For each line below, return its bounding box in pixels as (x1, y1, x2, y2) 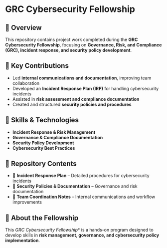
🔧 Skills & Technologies (5, 116, 79, 124)
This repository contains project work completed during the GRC (5, 36, 138, 42)
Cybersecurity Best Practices (12, 145, 75, 151)
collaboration (12, 80, 40, 86)
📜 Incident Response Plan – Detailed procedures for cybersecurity (12, 173, 150, 179)
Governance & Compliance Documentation (12, 134, 103, 140)
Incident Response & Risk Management (12, 129, 96, 135)
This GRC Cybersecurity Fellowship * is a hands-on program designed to (5, 227, 154, 233)
